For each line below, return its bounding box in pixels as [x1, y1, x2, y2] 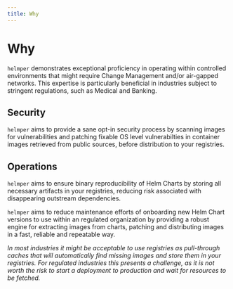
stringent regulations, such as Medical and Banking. [7, 86, 157, 95]
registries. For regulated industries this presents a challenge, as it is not [7, 259, 215, 267]
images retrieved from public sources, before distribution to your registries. [7, 140, 225, 148]
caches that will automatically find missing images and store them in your [7, 251, 221, 260]
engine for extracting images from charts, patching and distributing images [7, 223, 225, 231]
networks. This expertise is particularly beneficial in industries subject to [7, 79, 218, 87]
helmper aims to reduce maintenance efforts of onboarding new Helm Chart [7, 208, 225, 217]
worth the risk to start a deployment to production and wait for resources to [7, 266, 227, 275]
